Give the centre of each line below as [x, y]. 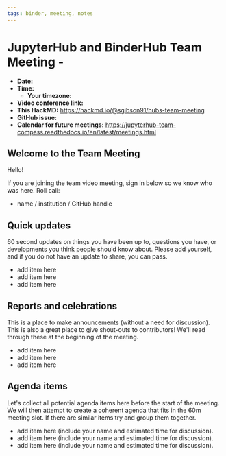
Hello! [15, 170]
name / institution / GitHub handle [64, 204]
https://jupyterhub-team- [141, 125]
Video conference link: [50, 103]
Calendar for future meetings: [60, 125]
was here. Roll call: [34, 191]
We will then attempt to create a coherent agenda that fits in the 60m [104, 410]
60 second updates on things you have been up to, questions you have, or [112, 242]
